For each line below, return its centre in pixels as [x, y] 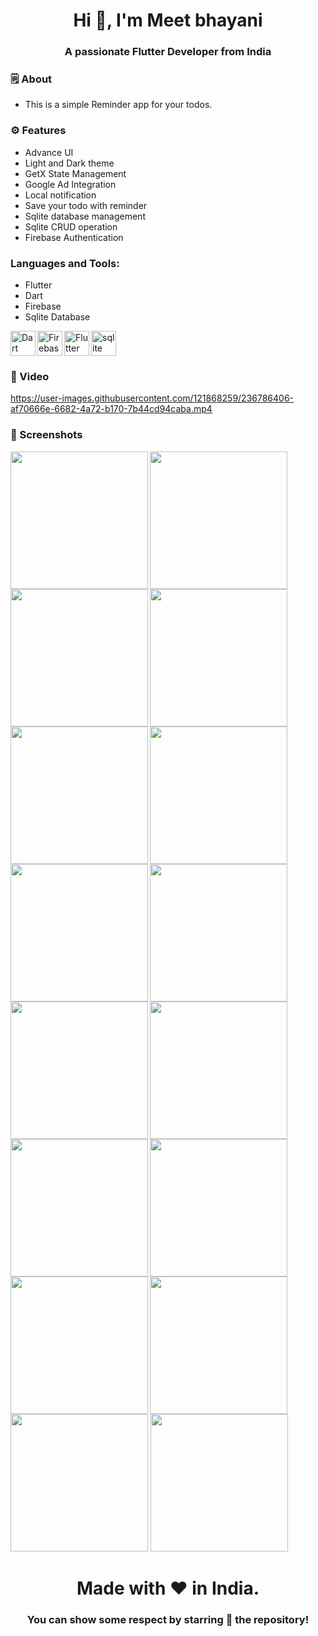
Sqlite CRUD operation [71, 226]
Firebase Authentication [74, 237]
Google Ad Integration [70, 184]
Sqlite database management [85, 216]
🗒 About [31, 79]
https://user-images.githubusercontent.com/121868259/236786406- [152, 398]
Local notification [60, 195]
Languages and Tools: [65, 263]
